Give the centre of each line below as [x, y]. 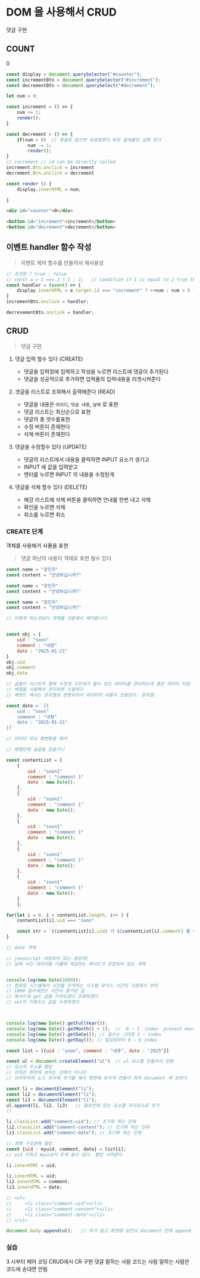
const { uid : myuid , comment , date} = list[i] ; [66, 1149]
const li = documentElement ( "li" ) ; [50, 1088]
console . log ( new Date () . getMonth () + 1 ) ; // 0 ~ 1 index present [94, 1029]
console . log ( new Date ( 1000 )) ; [44, 980]
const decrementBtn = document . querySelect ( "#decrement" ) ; [81, 85]
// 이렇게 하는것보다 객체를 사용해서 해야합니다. [58, 618]
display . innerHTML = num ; [49, 189]
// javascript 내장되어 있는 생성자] [47, 958]
